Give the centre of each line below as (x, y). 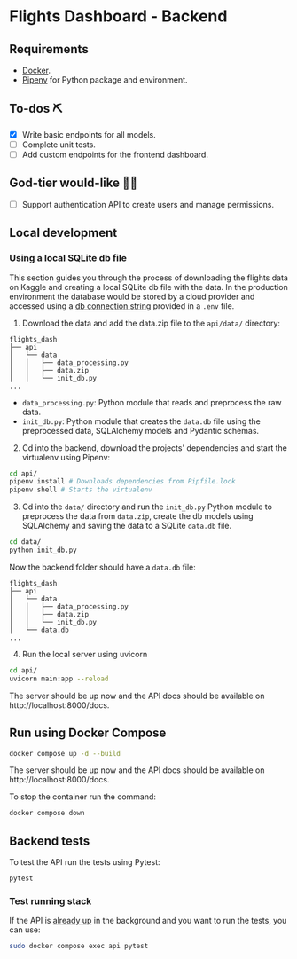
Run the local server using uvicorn (85, 654)
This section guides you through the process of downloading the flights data (148, 278)
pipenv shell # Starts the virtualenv (81, 490)
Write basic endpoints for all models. (89, 134)
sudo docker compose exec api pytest (79, 947)
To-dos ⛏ (36, 109)
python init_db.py (43, 550)
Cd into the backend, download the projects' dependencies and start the (155, 448)
